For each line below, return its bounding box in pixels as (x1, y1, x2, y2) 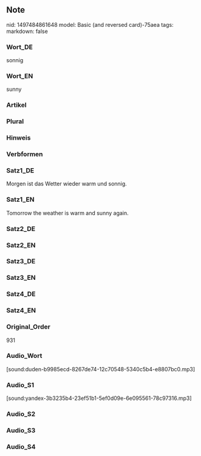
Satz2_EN (6, 241, 36, 249)
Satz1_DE (6, 166, 35, 175)
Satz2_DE (6, 224, 35, 233)
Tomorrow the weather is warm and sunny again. (6, 209, 129, 216)
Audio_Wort (6, 352, 43, 360)
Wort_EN (6, 72, 33, 80)
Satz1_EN (6, 195, 35, 204)
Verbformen (6, 150, 44, 159)
